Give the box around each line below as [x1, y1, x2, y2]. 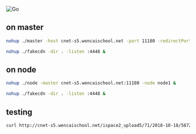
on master [6, 22, 44, 32]
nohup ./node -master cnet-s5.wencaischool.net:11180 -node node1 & [6, 80, 176, 86]
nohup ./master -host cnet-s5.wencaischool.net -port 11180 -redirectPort [6, 38, 192, 44]
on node [6, 64, 37, 74]
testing [6, 107, 33, 117]
